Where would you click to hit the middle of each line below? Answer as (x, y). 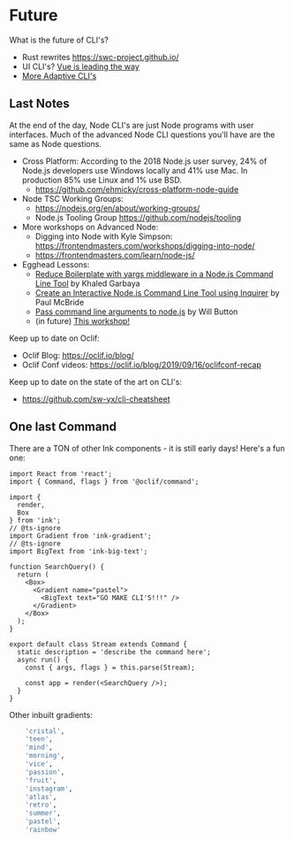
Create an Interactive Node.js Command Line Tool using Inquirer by (157, 292)
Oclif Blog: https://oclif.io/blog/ (78, 355)
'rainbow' (43, 830)
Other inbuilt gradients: (51, 714)
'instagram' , (49, 789)
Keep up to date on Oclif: (54, 338)
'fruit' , (41, 780)
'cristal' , (45, 731)
